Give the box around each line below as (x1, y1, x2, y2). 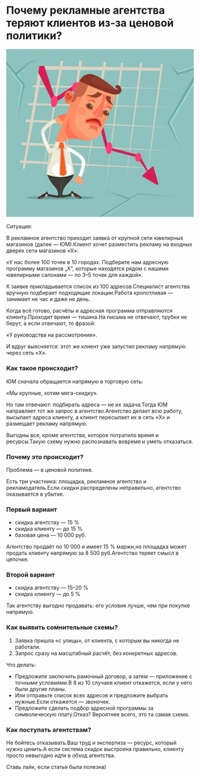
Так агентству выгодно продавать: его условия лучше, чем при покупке (6, 602, 190, 609)
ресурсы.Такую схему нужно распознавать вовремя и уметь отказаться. (6, 438, 193, 445)
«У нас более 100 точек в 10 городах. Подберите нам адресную (6, 259, 168, 266)
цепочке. (6, 556, 29, 563)
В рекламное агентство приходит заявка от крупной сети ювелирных (6, 234, 183, 242)
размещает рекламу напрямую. (6, 420, 88, 427)
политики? (6, 29, 62, 42)
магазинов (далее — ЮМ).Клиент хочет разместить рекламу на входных (6, 241, 192, 248)
